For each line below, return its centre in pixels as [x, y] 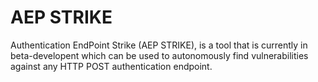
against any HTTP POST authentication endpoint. [111, 66]
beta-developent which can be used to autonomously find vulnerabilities [159, 55]
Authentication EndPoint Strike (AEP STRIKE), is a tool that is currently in [159, 45]
